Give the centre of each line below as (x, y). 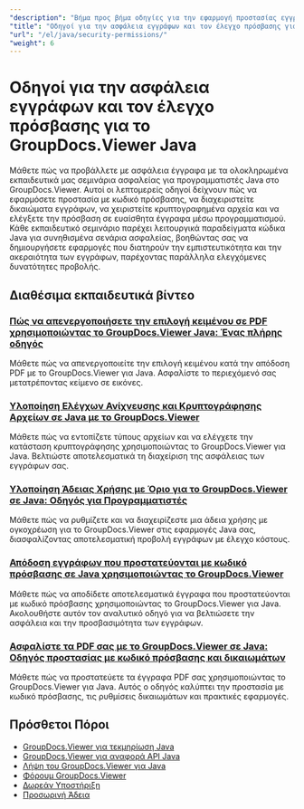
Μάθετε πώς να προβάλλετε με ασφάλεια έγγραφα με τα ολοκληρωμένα (149, 171)
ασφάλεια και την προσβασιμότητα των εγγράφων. (106, 623)
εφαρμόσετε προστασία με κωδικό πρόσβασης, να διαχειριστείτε (132, 199)
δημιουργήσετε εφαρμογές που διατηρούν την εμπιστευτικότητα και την (146, 247)
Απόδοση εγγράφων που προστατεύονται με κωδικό (128, 563)
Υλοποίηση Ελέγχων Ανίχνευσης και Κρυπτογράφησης (136, 405)
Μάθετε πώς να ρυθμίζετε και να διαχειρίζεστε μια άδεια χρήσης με (139, 520)
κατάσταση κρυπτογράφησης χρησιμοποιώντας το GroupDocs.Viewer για (148, 447)
